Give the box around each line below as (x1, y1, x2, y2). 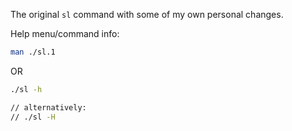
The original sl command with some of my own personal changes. (10, 9, 284, 20)
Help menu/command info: (10, 28, 120, 39)
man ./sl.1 (10, 47, 56, 57)
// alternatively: (10, 102, 87, 113)
